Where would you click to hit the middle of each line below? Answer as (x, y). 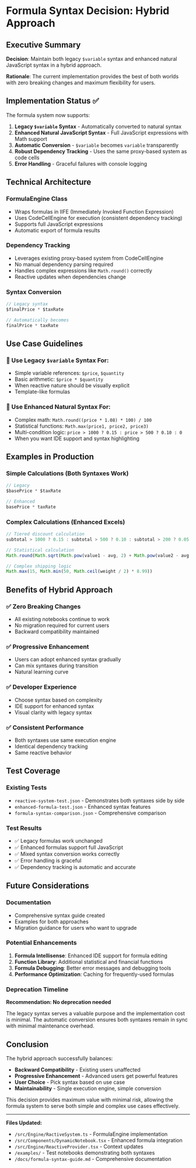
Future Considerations (48, 886)
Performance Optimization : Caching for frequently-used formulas (94, 974)
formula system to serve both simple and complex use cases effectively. (93, 1106)
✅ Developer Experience (41, 687)
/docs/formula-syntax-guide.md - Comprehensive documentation (93, 1159)
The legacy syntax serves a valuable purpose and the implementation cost (96, 1014)
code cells (27, 157)
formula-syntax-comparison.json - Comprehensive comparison (90, 813)
